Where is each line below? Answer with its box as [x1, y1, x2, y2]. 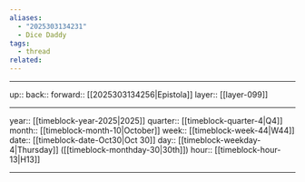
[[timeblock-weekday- [178, 135, 261, 146]
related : [9, 56, 43, 65]
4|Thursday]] [9, 145, 59, 155]
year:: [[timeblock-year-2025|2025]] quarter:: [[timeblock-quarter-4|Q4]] [9, 116, 283, 126]
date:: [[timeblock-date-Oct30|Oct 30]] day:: [9, 135, 177, 146]
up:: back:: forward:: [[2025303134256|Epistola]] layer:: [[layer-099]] [9, 89, 269, 100]
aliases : [9, 13, 43, 23]
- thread [17, 47, 51, 56]
